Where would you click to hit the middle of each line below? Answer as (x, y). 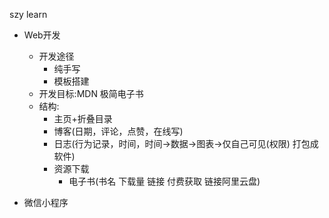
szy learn (28, 14)
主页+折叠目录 (83, 118)
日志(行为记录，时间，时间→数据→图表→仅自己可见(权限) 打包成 (186, 143)
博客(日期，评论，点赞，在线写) (118, 131)
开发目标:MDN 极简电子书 (91, 93)
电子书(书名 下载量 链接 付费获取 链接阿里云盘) (164, 181)
